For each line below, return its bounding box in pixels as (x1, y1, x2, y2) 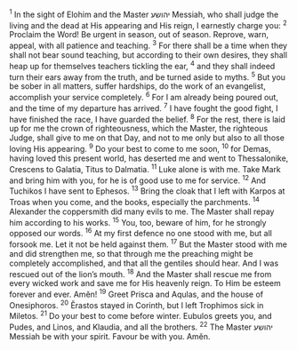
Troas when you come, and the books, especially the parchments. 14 (9, 195, 260, 207)
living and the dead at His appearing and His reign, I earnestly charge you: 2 (9, 18, 287, 30)
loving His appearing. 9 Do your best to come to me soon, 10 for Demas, (9, 142, 271, 154)
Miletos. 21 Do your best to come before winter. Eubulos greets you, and (9, 309, 273, 322)
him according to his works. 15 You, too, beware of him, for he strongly (9, 215, 267, 227)
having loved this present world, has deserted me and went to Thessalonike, (9, 153, 289, 163)
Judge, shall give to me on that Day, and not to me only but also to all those (9, 132, 285, 143)
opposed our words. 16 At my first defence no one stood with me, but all (9, 227, 273, 238)
